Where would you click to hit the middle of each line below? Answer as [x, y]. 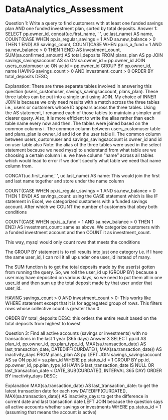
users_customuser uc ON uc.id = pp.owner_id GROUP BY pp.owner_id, [78, 66]
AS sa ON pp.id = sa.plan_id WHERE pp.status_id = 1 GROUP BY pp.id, [78, 360]
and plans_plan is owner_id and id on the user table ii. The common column [83, 134]
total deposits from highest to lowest [43, 323]
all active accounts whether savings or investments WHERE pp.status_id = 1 [83, 406]
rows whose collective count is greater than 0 [52, 308]
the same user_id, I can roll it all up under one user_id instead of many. [78, 257]
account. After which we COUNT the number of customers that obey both [81, 206]
